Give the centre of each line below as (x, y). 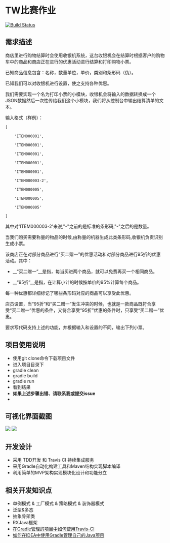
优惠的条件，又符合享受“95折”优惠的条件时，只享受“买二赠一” (95, 310)
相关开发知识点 (29, 490)
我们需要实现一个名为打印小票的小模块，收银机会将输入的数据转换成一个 (80, 94)
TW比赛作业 (31, 10)
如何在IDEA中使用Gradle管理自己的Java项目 (58, 535)
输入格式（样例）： (24, 117)
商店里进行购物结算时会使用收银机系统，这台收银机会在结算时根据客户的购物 (85, 55)
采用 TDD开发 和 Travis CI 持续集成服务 (53, 460)
